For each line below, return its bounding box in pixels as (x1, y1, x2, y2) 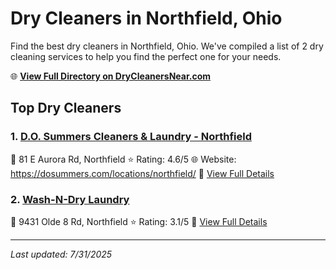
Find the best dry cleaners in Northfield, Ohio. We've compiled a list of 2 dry (10, 40, 324, 52)
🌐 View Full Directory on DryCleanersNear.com (10, 70, 212, 82)
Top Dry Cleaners (10, 100, 122, 117)
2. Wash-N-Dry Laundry (10, 192, 130, 206)
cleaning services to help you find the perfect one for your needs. (10, 50, 282, 62)
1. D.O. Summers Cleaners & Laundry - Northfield (10, 130, 252, 144)
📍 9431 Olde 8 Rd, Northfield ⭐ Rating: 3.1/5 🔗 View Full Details (10, 215, 268, 227)
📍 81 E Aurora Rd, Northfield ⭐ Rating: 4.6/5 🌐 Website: (10, 153, 237, 165)
